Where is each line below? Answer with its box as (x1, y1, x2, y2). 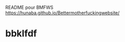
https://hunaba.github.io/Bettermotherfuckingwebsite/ (5, 10, 120, 16)
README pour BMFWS (5, 5, 54, 10)
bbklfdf (5, 28, 37, 39)
